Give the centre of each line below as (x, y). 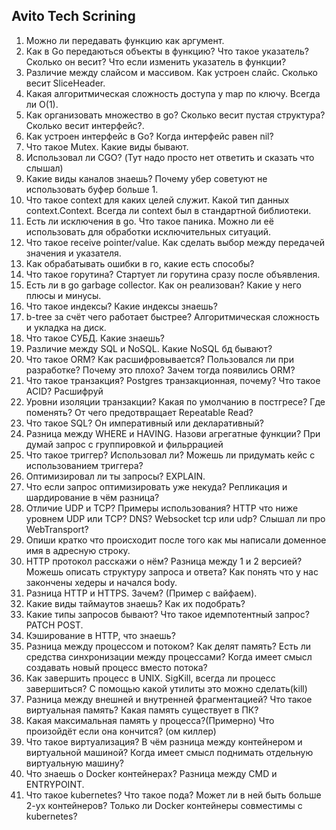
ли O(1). (42, 104)
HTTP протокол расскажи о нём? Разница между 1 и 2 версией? (164, 561)
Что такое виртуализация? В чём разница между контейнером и (164, 741)
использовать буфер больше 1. (92, 189)
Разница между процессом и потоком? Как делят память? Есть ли (168, 646)
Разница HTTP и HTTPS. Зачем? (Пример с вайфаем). (141, 593)
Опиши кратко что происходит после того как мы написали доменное (176, 540)
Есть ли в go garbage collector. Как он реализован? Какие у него (164, 285)
